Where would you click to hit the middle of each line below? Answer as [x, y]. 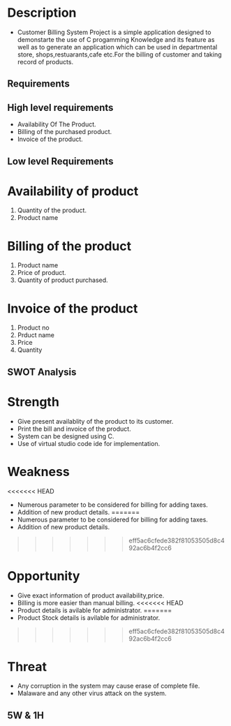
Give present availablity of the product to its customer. [95, 421]
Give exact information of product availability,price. [91, 595]
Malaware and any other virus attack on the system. [92, 693]
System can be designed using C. [66, 436]
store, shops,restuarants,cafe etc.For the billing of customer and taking [119, 54]
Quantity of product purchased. [62, 280]
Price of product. [42, 273]
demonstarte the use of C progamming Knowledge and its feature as [116, 39]
